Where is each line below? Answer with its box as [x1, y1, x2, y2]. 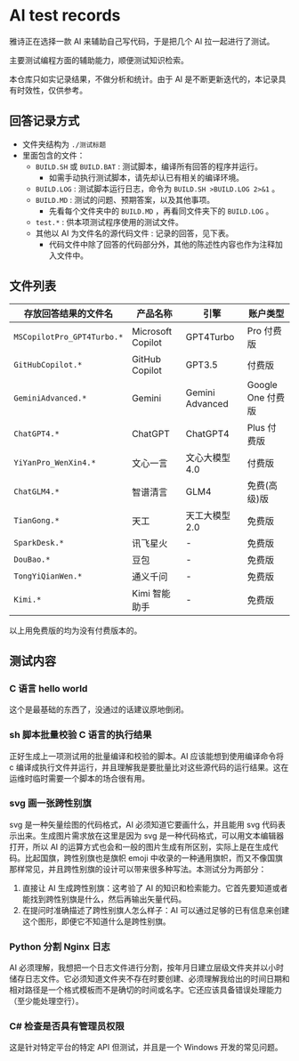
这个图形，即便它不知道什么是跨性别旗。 [21, 916, 171, 927]
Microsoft [132, 325, 172, 337]
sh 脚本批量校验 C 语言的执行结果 [9, 729, 152, 741]
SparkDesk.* [13, 538, 65, 547]
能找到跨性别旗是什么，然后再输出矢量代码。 [21, 894, 187, 904]
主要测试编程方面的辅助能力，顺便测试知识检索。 [9, 54, 189, 65]
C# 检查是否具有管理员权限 [9, 1020, 125, 1033]
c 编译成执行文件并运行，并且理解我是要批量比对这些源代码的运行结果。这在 [9, 762, 289, 773]
